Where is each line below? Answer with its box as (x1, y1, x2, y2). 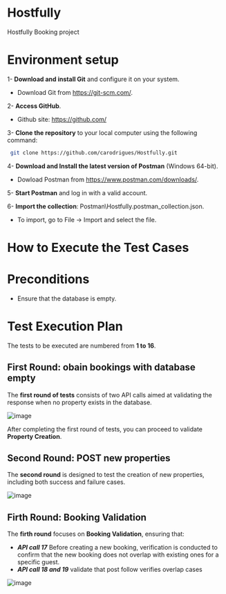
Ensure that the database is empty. (17, 294, 117, 303)
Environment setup (7, 52, 119, 68)
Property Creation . (7, 432, 62, 440)
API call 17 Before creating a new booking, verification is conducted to (17, 543, 218, 552)
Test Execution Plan (7, 318, 123, 334)
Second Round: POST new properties (7, 452, 171, 465)
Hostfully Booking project (7, 28, 79, 36)
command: (7, 136, 38, 144)
